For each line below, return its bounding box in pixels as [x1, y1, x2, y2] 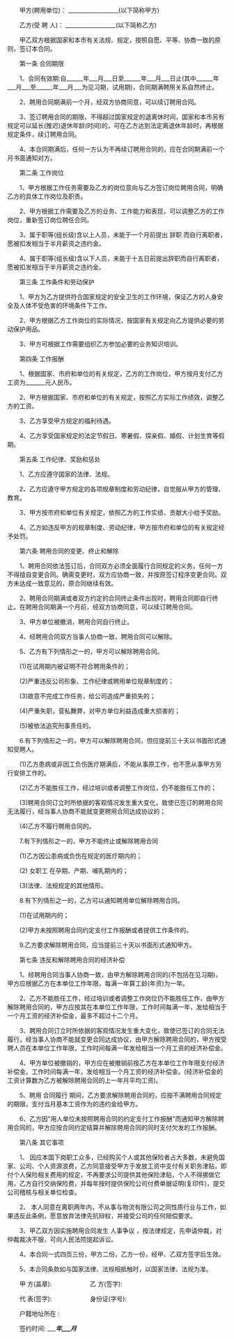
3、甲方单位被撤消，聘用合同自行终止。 [19, 618, 134, 625]
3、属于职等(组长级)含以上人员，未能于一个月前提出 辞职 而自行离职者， [19, 231, 226, 239]
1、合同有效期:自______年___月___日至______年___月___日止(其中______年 [19, 74, 219, 82]
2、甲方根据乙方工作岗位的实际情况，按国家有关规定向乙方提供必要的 [19, 317, 219, 324]
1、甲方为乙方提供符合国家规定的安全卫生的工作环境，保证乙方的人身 [19, 293, 217, 301]
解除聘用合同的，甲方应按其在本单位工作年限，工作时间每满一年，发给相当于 [7, 1003, 227, 1011]
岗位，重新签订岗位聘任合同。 [7, 216, 93, 224]
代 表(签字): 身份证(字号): [19, 1295, 127, 1303]
